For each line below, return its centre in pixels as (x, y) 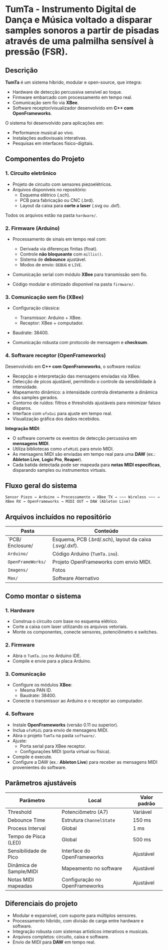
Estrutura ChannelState (88, 820)
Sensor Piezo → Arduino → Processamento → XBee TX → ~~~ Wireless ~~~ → (82, 497)
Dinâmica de (22, 865)
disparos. (22, 408)
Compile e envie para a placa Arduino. (52, 661)
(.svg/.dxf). (65, 546)
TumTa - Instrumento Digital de (71, 9)
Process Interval (27, 828)
